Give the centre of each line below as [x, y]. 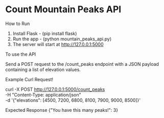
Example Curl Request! [29, 79]
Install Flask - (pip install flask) [45, 33]
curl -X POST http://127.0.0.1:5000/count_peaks [55, 89]
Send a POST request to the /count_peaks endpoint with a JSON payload [82, 64]
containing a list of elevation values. [43, 69]
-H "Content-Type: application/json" [43, 95]
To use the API [21, 54]
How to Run [18, 23]
